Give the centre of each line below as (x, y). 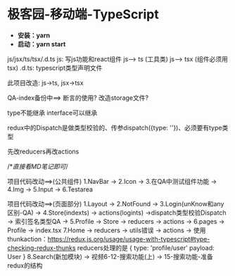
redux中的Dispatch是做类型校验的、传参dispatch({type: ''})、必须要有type (115, 127)
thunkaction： (27, 239)
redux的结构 (25, 265)
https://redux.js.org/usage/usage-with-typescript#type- (129, 239)
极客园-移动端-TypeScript (83, 14)
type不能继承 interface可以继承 (52, 113)
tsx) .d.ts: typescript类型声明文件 (55, 68)
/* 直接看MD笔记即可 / (38, 166)
